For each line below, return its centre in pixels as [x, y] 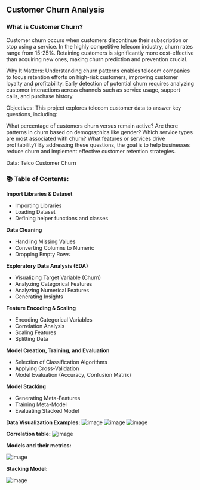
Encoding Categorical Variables [53, 319]
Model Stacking [26, 386]
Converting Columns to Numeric [54, 247]
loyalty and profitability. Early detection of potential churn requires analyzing [100, 83]
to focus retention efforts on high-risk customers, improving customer [92, 77]
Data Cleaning [24, 229]
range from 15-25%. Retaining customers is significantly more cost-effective [100, 53]
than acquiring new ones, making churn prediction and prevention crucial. [97, 59]
